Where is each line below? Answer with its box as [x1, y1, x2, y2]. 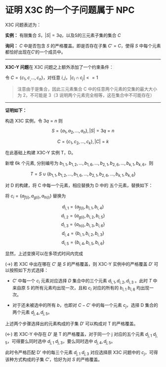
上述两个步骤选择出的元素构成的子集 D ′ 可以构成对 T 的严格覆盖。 [5, 321, 138, 326]
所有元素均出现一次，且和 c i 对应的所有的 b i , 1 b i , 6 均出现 [35, 285, 150, 292]
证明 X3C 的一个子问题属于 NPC [5, 4, 135, 16]
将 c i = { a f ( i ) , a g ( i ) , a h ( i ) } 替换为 [5, 193, 66, 200]
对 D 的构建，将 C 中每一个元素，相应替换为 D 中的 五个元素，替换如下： [5, 182, 153, 188]
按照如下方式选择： [9, 267, 48, 273]
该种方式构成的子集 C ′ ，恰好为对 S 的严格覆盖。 [5, 357, 103, 363]
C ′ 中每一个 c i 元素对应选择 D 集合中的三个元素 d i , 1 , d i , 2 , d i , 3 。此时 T [12, 278, 152, 285]
